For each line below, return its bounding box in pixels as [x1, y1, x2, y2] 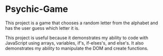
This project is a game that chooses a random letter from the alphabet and [5, 20, 158, 26]
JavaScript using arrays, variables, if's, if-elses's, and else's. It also [5, 40, 144, 46]
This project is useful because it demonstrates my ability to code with [5, 35, 148, 41]
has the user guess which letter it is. [5, 25, 80, 31]
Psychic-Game [5, 3, 68, 15]
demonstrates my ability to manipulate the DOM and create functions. [5, 45, 148, 51]
